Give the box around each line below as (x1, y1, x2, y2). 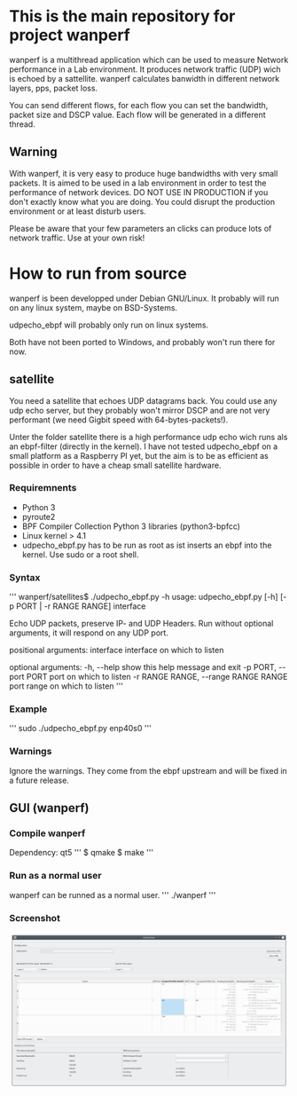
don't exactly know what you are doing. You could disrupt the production (9, 196, 276, 207)
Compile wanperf (9, 827, 86, 840)
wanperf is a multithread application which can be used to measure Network (9, 54, 289, 65)
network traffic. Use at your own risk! (9, 233, 145, 243)
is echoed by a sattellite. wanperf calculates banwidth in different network (9, 73, 280, 83)
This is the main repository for (9, 6, 236, 27)
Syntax (9, 571, 41, 583)
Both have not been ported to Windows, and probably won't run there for (9, 336, 276, 347)
